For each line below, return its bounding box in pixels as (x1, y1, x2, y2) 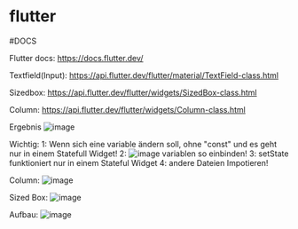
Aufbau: (9, 209, 39, 219)
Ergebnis (9, 122, 42, 132)
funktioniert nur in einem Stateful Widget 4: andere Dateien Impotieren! (9, 157, 269, 168)
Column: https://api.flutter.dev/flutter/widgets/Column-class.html (9, 104, 246, 114)
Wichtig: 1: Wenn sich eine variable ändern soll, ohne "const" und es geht (9, 138, 278, 149)
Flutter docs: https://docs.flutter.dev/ (9, 52, 144, 63)
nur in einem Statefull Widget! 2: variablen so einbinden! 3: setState (9, 148, 289, 159)
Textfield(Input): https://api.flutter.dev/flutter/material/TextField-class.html (9, 69, 279, 81)
